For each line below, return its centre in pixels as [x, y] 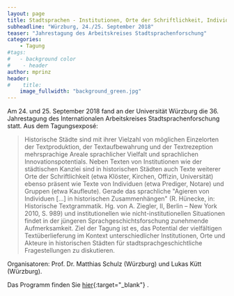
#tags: [17, 53]
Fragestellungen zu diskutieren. [69, 251]
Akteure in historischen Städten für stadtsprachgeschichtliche [113, 243]
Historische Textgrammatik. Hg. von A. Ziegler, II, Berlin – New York [120, 206]
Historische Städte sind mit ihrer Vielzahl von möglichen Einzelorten [122, 139]
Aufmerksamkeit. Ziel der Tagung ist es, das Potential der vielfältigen [123, 228]
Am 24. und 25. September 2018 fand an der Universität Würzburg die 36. [113, 111]
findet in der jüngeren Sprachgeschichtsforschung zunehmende [116, 221]
